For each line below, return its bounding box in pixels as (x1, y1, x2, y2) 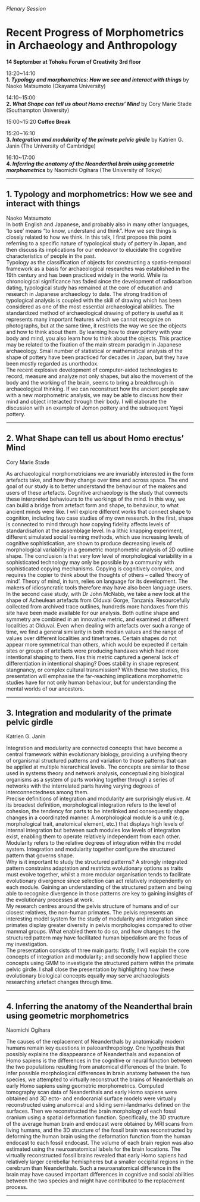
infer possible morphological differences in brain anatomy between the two (6, 1070, 190, 1077)
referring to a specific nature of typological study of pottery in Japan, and (6, 239, 187, 246)
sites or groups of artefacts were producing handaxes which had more (6, 647, 179, 654)
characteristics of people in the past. (6, 252, 96, 260)
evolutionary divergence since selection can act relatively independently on (6, 878, 192, 885)
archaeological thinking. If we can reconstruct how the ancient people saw (6, 385, 189, 392)
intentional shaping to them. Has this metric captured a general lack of (6, 653, 179, 660)
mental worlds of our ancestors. (6, 685, 85, 692)
